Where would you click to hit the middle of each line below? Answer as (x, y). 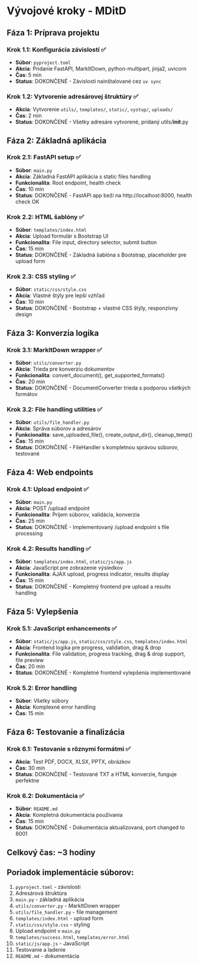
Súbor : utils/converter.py (48, 363)
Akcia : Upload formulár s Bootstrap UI (62, 236)
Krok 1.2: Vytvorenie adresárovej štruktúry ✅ (73, 96)
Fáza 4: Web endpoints (50, 472)
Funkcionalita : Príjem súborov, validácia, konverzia (77, 515)
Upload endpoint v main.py (48, 931)
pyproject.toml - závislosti (48, 887)
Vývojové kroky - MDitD (66, 11)
